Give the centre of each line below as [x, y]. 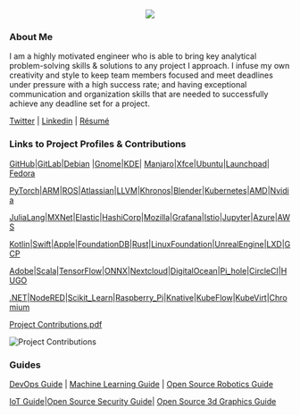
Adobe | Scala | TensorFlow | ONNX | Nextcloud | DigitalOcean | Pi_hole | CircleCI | [145, 270]
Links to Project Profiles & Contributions [98, 145]
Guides [25, 364]
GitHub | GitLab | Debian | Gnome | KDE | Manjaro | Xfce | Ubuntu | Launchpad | [140, 163]
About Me [31, 37]
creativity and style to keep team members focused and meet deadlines [142, 75]
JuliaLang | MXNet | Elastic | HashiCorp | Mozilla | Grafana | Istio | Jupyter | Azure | [144, 217]
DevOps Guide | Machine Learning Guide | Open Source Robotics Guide [142, 385]
